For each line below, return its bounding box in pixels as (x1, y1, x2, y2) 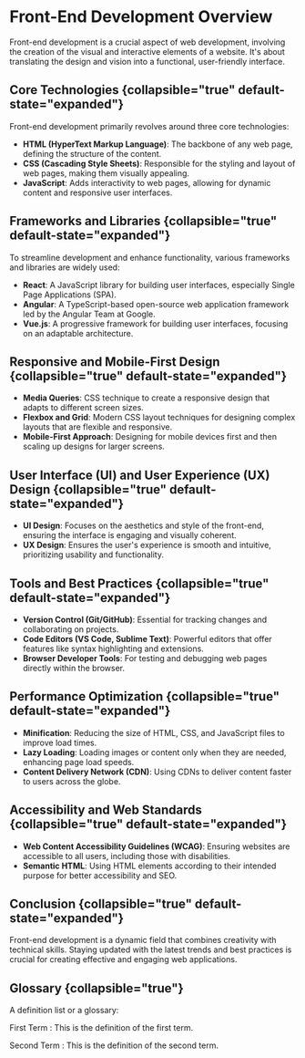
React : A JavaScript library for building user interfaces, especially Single (22, 279, 296, 290)
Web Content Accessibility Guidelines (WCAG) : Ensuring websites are (22, 841, 290, 852)
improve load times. (22, 737, 97, 748)
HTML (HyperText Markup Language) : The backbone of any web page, (22, 139, 293, 150)
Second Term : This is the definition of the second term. (9, 1040, 219, 1051)
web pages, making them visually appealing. (22, 167, 189, 179)
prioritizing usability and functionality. (22, 549, 164, 560)
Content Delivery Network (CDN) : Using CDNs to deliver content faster (22, 766, 292, 777)
